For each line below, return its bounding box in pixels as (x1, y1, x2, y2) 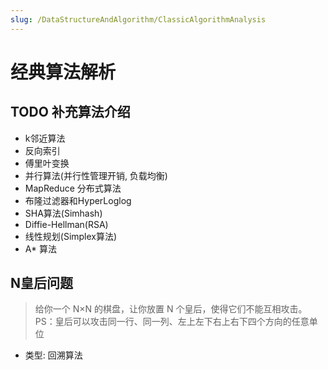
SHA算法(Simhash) (24, 207, 103, 219)
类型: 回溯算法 (24, 349, 83, 361)
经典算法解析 (10, 61, 117, 83)
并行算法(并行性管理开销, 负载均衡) (24, 169, 168, 181)
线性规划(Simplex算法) (24, 230, 118, 242)
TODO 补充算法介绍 (10, 104, 131, 121)
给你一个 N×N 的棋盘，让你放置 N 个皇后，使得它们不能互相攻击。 (34, 303, 308, 315)
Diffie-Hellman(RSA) (24, 218, 109, 230)
